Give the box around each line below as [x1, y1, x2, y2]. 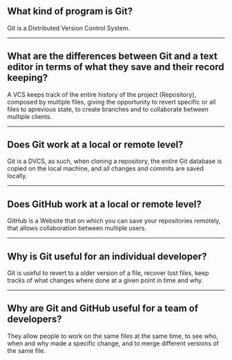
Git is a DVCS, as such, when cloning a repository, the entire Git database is [7, 157, 222, 165]
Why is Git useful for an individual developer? [7, 250, 207, 262]
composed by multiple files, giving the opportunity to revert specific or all [7, 97, 216, 106]
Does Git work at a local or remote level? [7, 139, 184, 151]
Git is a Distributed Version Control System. [7, 23, 130, 32]
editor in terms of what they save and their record [7, 61, 224, 73]
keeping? [7, 72, 48, 84]
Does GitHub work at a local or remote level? [7, 198, 202, 210]
